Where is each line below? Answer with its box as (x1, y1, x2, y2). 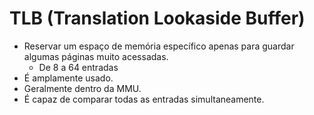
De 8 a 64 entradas (38, 61, 119, 73)
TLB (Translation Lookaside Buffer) (9, 7, 306, 30)
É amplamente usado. (23, 72, 114, 84)
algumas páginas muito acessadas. (23, 50, 169, 62)
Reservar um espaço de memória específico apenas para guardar (23, 40, 295, 52)
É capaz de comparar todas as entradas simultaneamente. (23, 93, 265, 105)
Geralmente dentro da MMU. (23, 82, 142, 94)
